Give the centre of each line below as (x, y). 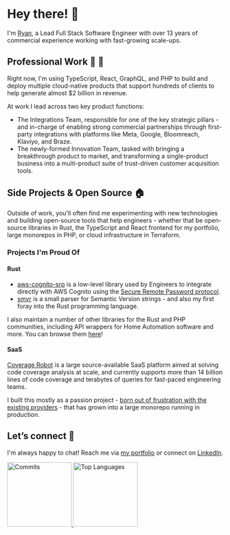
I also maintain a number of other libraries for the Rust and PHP (96, 319)
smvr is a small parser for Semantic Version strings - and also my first (115, 298)
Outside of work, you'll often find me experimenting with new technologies (113, 213)
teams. (17, 386)
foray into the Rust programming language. (78, 306)
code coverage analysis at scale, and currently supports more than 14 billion (115, 372)
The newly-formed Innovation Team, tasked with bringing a (101, 148)
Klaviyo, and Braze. (44, 141)
